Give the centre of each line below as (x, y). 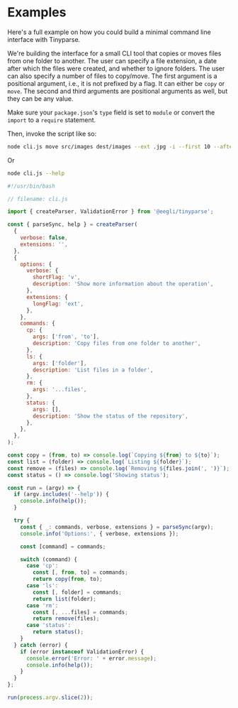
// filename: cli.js (38, 199)
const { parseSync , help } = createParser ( (73, 224)
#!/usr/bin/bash (31, 186)
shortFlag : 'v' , (57, 278)
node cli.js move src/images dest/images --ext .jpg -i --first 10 (109, 146)
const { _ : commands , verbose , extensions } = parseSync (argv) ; (117, 527)
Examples (37, 12)
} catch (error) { (41, 645)
